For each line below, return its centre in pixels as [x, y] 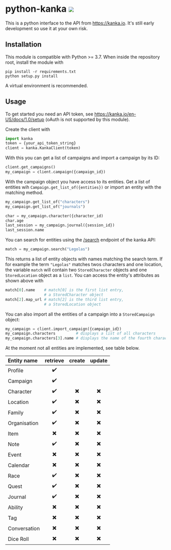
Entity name [23, 361]
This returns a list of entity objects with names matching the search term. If [84, 259]
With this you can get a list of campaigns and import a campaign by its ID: [82, 158]
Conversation [24, 528]
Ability [15, 507]
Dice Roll [18, 539]
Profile [16, 370]
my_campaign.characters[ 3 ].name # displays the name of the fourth [78, 338]
